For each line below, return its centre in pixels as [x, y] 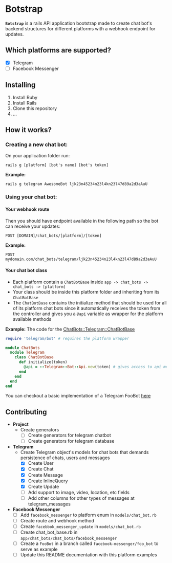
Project [21, 424]
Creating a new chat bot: [37, 144]
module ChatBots [23, 348]
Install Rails [25, 103]
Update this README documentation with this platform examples [89, 555]
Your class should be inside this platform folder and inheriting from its [86, 292]
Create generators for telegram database [71, 441]
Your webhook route [27, 209]
